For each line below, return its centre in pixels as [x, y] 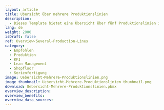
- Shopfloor [22, 69]
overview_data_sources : [29, 100]
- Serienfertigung [28, 73]
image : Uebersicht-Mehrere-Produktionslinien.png [57, 77]
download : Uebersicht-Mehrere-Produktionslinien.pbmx [61, 86]
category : [15, 46]
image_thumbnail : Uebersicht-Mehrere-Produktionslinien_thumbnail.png [78, 82]
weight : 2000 [18, 32]
